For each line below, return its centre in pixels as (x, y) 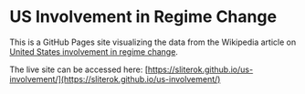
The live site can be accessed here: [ (79, 69)
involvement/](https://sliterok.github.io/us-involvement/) (115, 78)
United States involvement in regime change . (94, 51)
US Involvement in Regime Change (143, 17)
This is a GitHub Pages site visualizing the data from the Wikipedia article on (153, 42)
